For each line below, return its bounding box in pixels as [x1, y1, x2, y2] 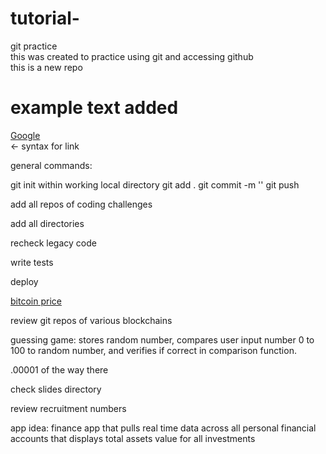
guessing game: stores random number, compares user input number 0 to [10, 333, 315, 346]
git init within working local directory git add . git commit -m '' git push [10, 178, 300, 191]
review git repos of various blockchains [10, 314, 173, 326]
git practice [10, 40, 58, 52]
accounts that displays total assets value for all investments [10, 432, 256, 444]
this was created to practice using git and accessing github [10, 50, 254, 62]
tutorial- [10, 7, 80, 30]
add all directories [10, 217, 85, 229]
